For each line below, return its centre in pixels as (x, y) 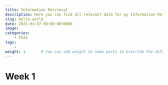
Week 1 (20, 76)
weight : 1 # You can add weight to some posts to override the (79, 51)
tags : (11, 42)
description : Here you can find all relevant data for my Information (80, 14)
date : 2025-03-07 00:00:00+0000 (39, 24)
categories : (17, 33)
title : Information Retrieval (37, 10)
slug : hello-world (24, 19)
